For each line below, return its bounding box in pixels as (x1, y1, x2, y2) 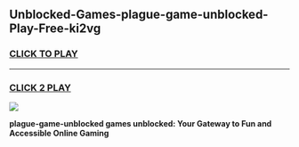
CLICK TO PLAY (9, 48, 78, 61)
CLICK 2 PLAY (9, 81, 71, 94)
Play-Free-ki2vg (9, 21, 101, 37)
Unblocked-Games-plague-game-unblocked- (9, 7, 269, 22)
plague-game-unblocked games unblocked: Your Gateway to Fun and (9, 118, 272, 128)
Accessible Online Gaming (9, 127, 109, 138)
